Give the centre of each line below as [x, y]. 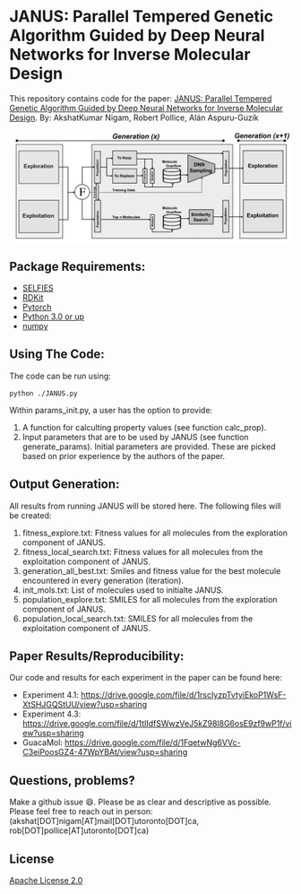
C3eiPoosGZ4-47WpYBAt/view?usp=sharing [105, 752]
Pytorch [37, 308]
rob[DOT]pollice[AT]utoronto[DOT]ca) [79, 830]
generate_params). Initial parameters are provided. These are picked [149, 447]
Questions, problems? [73, 781]
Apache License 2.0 [46, 881]
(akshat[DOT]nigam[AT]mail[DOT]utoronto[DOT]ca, [104, 821]
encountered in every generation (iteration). [103, 580]
